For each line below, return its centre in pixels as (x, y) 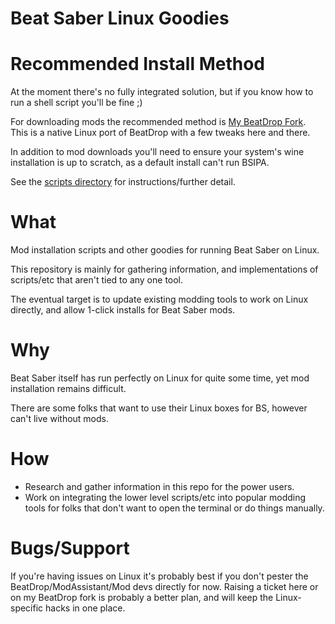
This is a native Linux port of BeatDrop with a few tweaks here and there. (160, 133)
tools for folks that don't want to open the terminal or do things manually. (174, 508)
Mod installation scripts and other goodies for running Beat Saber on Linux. (165, 250)
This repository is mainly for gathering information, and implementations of (164, 269)
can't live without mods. (60, 418)
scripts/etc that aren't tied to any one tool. (97, 280)
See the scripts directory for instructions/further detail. (123, 182)
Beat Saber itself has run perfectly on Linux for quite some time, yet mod (160, 378)
